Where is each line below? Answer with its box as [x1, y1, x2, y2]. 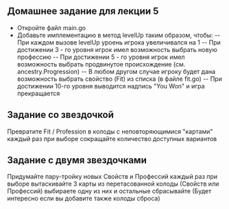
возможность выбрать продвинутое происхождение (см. [16, 60, 186, 68]
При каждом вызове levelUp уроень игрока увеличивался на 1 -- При [16, 38, 221, 47]
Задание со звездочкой [7, 109, 114, 121]
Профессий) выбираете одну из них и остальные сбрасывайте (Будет [7, 187, 212, 195]
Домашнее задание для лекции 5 [7, 5, 159, 17]
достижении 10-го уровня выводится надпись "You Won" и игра [16, 82, 205, 90]
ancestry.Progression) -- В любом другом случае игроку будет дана [16, 67, 216, 75]
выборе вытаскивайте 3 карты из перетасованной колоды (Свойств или [7, 180, 219, 188]
